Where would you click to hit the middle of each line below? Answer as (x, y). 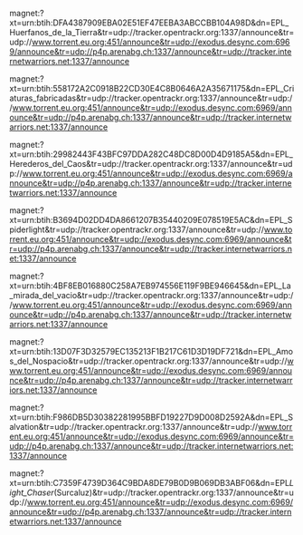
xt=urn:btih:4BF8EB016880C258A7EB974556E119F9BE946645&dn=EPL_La (150, 286)
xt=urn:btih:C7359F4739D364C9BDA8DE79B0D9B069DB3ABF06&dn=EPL (150, 483)
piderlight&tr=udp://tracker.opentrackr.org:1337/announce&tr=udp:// (137, 229)
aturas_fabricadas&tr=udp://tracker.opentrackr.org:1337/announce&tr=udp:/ (151, 98)
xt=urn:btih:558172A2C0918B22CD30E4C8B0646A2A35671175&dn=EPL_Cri (152, 88)
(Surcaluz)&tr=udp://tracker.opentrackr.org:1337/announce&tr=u (174, 492)
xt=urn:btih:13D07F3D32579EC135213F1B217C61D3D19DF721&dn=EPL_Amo (151, 351)
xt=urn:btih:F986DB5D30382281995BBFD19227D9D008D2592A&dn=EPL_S (151, 417)
